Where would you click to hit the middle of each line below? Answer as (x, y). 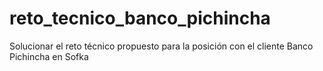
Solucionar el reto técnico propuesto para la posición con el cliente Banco (161, 46)
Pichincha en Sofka (49, 56)
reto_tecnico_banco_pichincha (140, 18)
